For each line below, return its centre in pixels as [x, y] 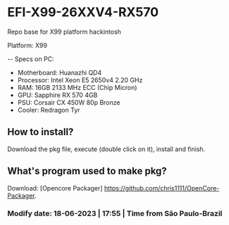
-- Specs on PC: [31, 59]
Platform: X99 [27, 45]
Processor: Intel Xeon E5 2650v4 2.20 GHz [80, 80]
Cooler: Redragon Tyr [49, 110]
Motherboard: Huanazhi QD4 [60, 72]
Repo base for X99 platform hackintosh [64, 32]
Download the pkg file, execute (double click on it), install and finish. [106, 149]
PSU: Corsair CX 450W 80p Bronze [69, 102]
